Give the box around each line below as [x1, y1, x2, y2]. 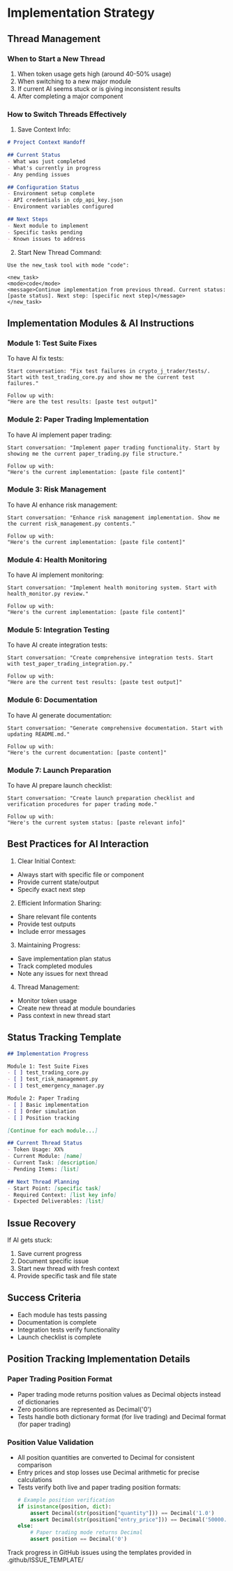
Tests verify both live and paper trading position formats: [17, 1483, 181, 1491]
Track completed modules [17, 961, 93, 970]
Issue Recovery [7, 1217, 77, 1229]
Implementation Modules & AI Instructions [7, 317, 195, 329]
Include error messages [17, 927, 86, 935]
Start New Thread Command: [17, 248, 103, 256]
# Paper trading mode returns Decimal [30, 1529, 143, 1536]
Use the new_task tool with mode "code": [7, 261, 130, 269]
